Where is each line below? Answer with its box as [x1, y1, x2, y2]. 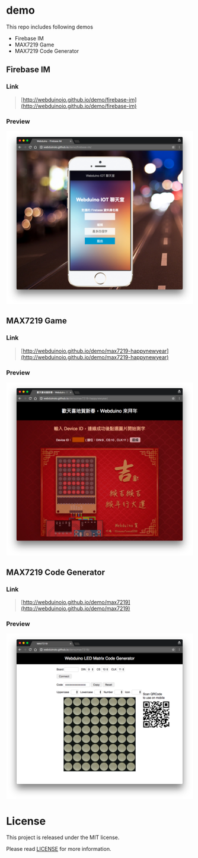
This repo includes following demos [6, 23, 94, 30]
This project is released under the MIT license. [6, 834, 120, 841]
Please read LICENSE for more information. [6, 846, 111, 853]
